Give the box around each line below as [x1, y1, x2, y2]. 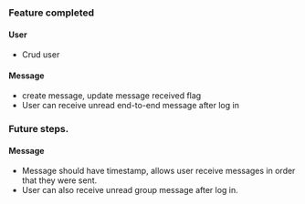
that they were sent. [21, 175, 98, 186]
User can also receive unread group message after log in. [21, 185, 238, 196]
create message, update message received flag [21, 90, 202, 101]
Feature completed [8, 6, 95, 19]
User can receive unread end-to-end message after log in [21, 100, 239, 111]
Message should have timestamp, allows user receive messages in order [21, 166, 296, 177]
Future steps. [8, 123, 69, 136]
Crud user [21, 49, 60, 60]
